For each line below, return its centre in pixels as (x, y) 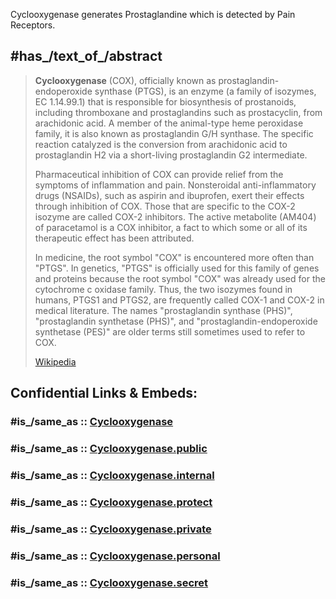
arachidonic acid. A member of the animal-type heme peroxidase (169, 123)
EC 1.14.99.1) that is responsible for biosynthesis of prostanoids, (165, 101)
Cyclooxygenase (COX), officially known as (125, 80)
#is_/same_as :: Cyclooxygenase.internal (112, 475)
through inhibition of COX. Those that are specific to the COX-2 (165, 206)
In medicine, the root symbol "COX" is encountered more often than (174, 257)
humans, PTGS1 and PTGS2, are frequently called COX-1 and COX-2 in (179, 300)
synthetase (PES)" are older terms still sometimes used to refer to (170, 331)
